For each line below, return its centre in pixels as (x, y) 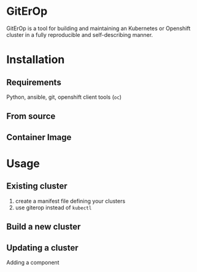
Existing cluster (37, 186)
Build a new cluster (44, 227)
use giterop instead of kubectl (53, 208)
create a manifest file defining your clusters (70, 201)
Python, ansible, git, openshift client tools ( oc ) (64, 97)
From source (31, 116)
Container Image (39, 137)
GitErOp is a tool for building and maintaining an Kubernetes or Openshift (98, 28)
